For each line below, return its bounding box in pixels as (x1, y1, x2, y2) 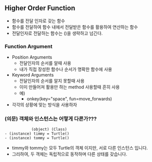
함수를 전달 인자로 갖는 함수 (11, 17, 66, 24)
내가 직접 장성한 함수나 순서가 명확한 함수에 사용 (19, 67, 112, 73)
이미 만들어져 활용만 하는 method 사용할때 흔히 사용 (19, 84, 120, 90)
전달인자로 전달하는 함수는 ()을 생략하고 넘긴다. (11, 30, 103, 36)
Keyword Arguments (11, 72, 54, 78)
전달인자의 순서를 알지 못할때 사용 (19, 78, 85, 84)
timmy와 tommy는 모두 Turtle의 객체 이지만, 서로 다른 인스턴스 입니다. (11, 145, 148, 151)
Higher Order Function (4, 4, 76, 12)
